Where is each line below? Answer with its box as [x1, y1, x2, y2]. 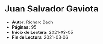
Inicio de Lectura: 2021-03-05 [11, 29, 74, 35]
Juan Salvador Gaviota [4, 3, 99, 14]
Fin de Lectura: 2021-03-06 [11, 34, 69, 40]
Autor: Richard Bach [11, 19, 53, 25]
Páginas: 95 [11, 24, 37, 30]
